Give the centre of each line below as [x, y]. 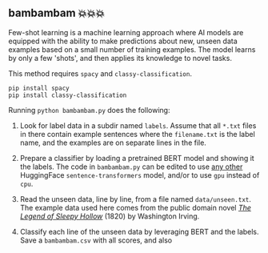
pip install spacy [39, 88]
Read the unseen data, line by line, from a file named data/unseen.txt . [136, 199]
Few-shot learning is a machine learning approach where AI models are [126, 32]
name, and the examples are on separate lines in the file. [113, 143]
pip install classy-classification [68, 95]
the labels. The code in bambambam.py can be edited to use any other [131, 167]
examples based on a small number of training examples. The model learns [132, 49]
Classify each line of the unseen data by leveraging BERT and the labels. [139, 231]
